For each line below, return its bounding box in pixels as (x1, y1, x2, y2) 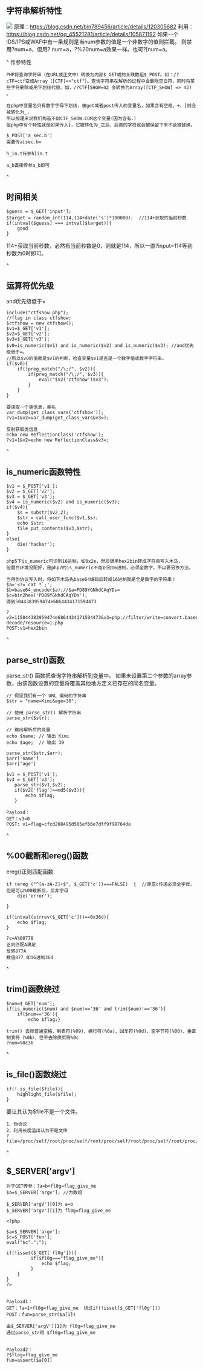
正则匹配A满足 (6, 942, 36, 948)
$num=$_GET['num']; (6, 1000, 56, 1006)
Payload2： (6, 1347, 33, 1353)
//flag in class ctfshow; (6, 315, 71, 322)
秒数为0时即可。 (6, 250, 47, 257)
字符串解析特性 (6, 5, 62, 16)
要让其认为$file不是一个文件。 (6, 1108, 82, 1115)
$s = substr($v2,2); (17, 510, 69, 516)
